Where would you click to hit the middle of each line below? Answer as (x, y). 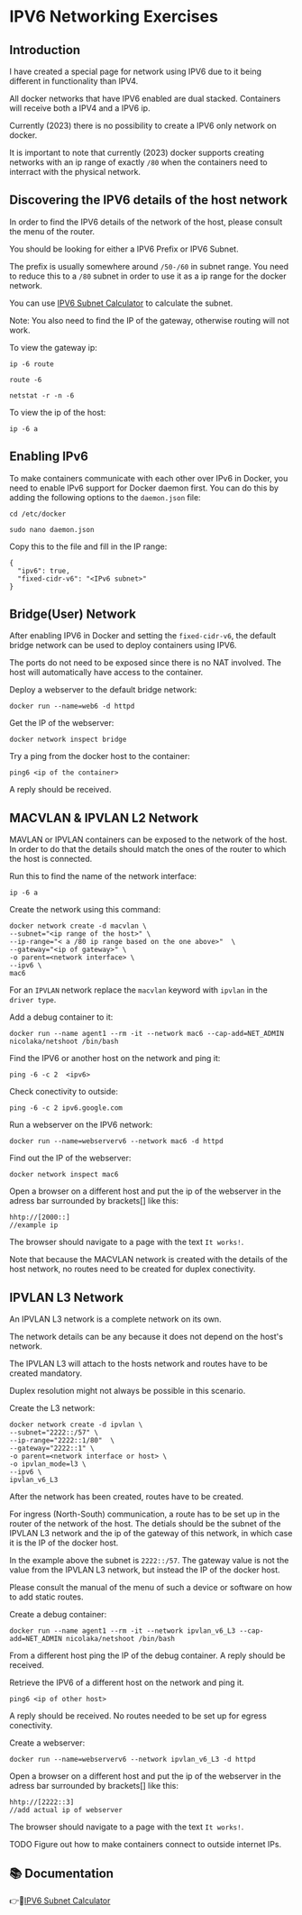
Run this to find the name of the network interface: (103, 876)
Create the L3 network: (52, 1408)
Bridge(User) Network (73, 614)
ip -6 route (32, 364)
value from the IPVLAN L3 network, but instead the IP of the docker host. (145, 1570)
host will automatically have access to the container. (106, 673)
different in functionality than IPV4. (74, 81)
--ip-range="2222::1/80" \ (62, 1441)
